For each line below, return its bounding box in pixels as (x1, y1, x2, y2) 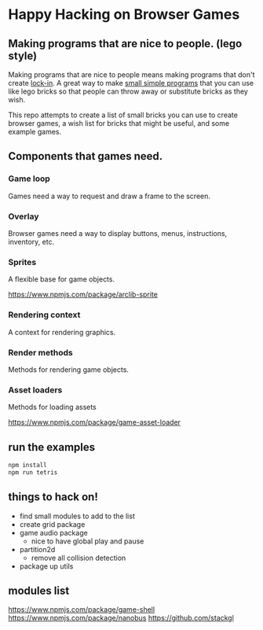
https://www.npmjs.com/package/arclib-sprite (8, 289, 159, 300)
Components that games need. (8, 149, 163, 163)
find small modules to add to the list (19, 511, 135, 521)
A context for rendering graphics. (8, 327, 116, 337)
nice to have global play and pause (31, 536, 144, 546)
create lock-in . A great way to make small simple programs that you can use (8, 79, 254, 87)
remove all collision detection (31, 553, 126, 562)
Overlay (8, 211, 39, 222)
